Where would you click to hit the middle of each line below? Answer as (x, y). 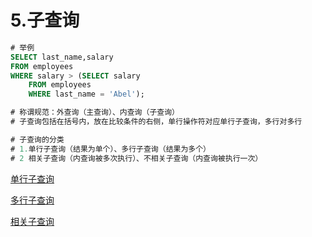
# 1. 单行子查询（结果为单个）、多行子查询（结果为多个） (110, 149)
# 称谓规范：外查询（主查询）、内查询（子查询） (95, 112)
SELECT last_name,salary (62, 57)
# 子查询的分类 (37, 139)
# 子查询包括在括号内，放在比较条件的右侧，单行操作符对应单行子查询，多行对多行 (156, 122)
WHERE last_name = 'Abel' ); (86, 94)
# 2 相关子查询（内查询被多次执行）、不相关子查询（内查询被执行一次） (136, 158)
